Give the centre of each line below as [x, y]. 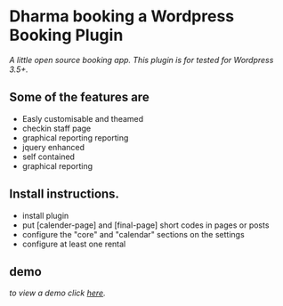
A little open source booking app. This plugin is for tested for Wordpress [141, 60]
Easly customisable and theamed [83, 118]
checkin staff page [57, 128]
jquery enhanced [53, 147]
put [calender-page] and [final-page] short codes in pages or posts [146, 225]
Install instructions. [65, 194]
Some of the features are [79, 97]
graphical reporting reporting [75, 137]
